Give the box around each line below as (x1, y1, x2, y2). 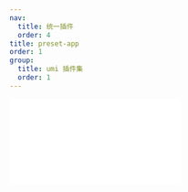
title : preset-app (9, 38, 79, 48)
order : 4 (17, 30, 51, 39)
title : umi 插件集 (17, 65, 84, 74)
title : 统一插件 (17, 22, 75, 31)
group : (9, 56, 35, 65)
